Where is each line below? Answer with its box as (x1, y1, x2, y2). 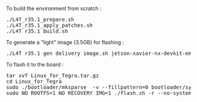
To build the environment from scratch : (6, 5, 101, 12)
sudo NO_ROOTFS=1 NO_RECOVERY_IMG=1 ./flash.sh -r (6, 90, 155, 96)
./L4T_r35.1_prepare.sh (6, 16, 74, 23)
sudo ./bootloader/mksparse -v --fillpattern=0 (6, 84, 148, 90)
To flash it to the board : (6, 61, 64, 68)
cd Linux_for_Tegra (6, 78, 62, 85)
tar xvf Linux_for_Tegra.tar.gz (6, 72, 99, 79)
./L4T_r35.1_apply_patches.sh (6, 22, 93, 29)
